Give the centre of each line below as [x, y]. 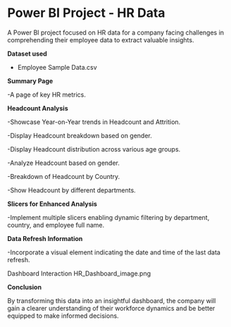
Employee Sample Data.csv [57, 67]
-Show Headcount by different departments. [71, 190]
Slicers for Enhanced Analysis [52, 204]
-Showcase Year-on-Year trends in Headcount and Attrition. [94, 122]
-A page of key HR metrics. [46, 94]
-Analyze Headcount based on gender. [63, 163]
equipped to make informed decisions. [63, 316]
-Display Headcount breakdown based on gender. [80, 135]
